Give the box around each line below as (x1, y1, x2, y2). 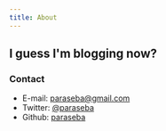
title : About (9, 12, 58, 22)
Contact (9, 72, 45, 85)
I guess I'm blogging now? (9, 46, 157, 61)
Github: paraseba (21, 112, 86, 123)
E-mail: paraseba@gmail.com (21, 93, 130, 103)
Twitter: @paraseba (21, 102, 95, 113)
